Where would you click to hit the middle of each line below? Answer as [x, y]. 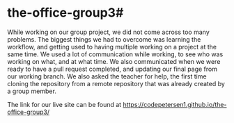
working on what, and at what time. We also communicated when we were [114, 61]
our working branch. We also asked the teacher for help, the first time [107, 76]
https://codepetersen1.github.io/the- [175, 104]
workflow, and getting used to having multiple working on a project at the [112, 47]
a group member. [32, 91]
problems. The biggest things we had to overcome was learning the [104, 39]
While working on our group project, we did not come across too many [109, 32]
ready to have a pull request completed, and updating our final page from [112, 69]
